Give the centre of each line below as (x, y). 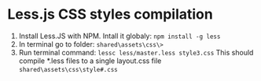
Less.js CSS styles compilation (110, 14)
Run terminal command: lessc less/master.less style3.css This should (136, 52)
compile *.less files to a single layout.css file (90, 61)
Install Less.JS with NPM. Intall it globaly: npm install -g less (119, 36)
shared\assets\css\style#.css (68, 69)
